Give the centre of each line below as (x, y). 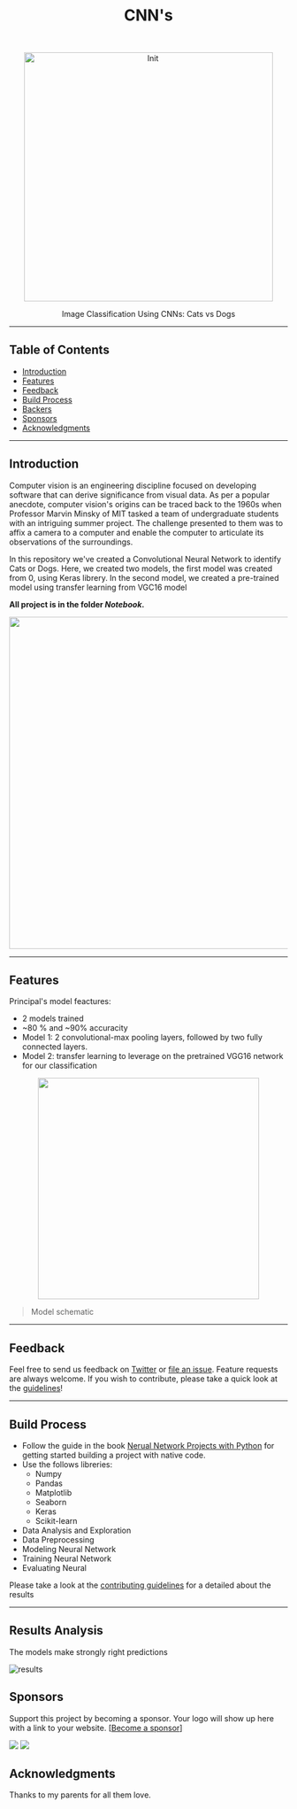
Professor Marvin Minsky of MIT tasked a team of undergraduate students (144, 514)
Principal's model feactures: (61, 1001)
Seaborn (51, 1502)
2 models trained (53, 1018)
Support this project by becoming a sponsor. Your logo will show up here (141, 1718)
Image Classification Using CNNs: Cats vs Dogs (148, 313)
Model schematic (62, 1312)
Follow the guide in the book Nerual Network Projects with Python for (148, 1446)
